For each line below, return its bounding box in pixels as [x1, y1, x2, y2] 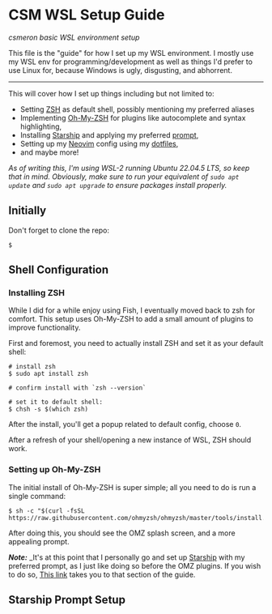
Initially [8, 204, 47, 218]
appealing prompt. [8, 536, 70, 546]
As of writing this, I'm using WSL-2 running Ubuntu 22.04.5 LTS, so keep [8, 163, 250, 173]
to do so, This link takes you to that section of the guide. [8, 569, 196, 579]
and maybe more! [19, 147, 79, 157]
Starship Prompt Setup [8, 593, 125, 607]
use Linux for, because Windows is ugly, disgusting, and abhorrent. [8, 65, 233, 75]
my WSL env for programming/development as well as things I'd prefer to [8, 57, 253, 66]
